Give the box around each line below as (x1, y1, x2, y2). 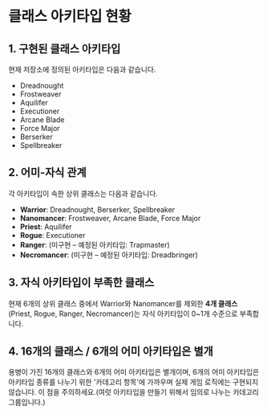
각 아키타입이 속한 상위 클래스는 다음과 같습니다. (8, 188, 159, 198)
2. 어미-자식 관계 (8, 166, 87, 179)
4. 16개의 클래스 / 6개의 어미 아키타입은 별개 (8, 345, 214, 359)
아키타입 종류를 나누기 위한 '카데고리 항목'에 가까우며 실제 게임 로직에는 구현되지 (8, 377, 259, 387)
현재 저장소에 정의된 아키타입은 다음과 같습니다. (8, 65, 156, 74)
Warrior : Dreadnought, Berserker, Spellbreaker (19, 204, 176, 214)
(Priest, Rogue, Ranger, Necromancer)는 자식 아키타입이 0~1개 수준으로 (8, 309, 238, 318)
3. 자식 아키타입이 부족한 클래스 (8, 276, 155, 289)
